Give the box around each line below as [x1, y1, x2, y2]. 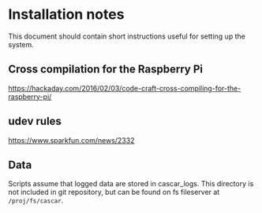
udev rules [8, 115, 62, 128]
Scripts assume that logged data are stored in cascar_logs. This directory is [8, 179, 254, 189]
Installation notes [8, 6, 125, 24]
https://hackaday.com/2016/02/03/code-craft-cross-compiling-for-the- [8, 83, 241, 93]
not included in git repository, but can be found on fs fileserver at [8, 187, 220, 197]
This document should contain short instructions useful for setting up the [8, 31, 246, 41]
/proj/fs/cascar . [8, 196, 64, 205]
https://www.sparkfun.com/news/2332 [8, 135, 135, 145]
